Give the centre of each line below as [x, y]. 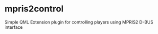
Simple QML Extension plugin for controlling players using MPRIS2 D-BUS [79, 22]
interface [14, 27]
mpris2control [34, 9]
